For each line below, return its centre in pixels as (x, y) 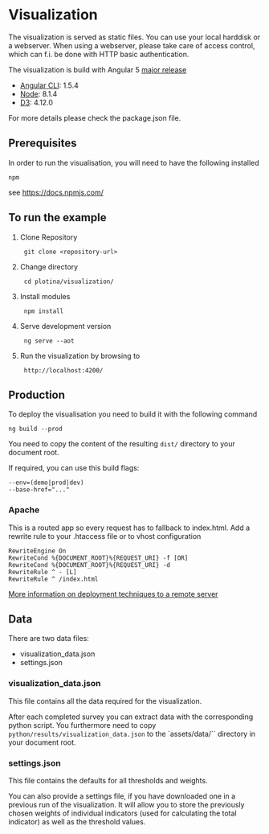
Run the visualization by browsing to (80, 355)
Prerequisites (43, 144)
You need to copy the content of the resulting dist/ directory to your (122, 444)
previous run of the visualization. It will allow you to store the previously (126, 805)
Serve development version (65, 326)
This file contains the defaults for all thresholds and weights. (108, 781)
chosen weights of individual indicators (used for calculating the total (122, 813)
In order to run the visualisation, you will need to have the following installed (134, 162)
